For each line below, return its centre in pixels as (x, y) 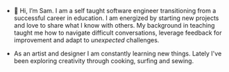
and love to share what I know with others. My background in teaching (114, 25)
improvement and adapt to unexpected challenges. (86, 40)
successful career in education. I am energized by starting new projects (116, 18)
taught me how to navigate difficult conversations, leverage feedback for (118, 33)
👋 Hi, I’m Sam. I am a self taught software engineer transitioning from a (115, 11)
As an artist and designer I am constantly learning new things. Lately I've (118, 53)
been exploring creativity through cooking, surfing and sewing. (104, 61)
